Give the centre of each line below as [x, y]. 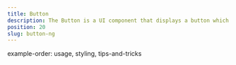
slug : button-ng [31, 34]
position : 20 [26, 27]
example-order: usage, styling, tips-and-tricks [75, 54]
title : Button [28, 14]
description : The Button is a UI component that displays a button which [118, 20]
